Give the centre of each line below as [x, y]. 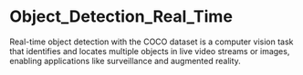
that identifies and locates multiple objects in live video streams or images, [150, 51]
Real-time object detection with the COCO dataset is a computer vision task [151, 42]
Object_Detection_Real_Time [121, 17]
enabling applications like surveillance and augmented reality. [125, 61]
